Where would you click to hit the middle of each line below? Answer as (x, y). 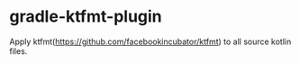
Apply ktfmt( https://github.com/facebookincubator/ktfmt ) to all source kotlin (150, 41)
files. (18, 50)
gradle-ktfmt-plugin (86, 17)
